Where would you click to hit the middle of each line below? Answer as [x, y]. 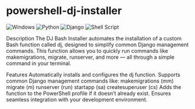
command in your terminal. [39, 63]
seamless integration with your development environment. [77, 99]
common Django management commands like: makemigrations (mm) [90, 81]
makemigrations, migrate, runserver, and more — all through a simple [90, 57]
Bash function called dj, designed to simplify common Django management [97, 45]
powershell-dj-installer [64, 11]
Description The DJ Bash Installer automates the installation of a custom [94, 38]
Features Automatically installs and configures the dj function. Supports [93, 74]
